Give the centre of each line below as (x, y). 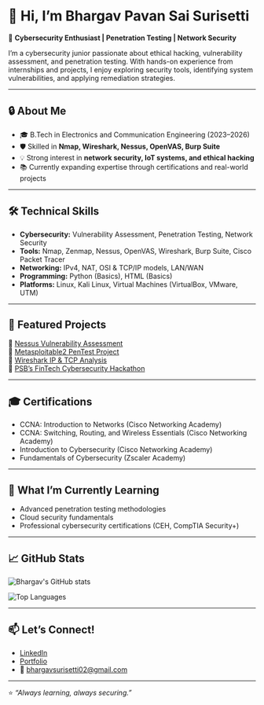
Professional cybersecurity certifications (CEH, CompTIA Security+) (129, 525)
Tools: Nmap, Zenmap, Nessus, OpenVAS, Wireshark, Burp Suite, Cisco (136, 251)
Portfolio (33, 661)
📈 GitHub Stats (46, 558)
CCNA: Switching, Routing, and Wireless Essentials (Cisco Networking (133, 433)
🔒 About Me (37, 111)
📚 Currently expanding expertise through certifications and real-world (134, 167)
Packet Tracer (42, 259)
